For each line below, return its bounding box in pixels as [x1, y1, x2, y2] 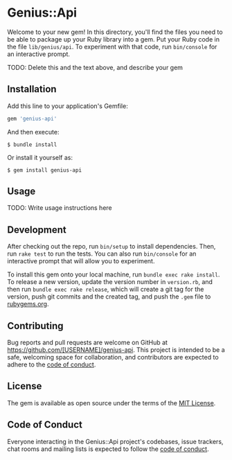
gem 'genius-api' [7, 115, 57, 122]
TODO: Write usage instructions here [7, 204, 112, 212]
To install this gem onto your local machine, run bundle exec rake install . [7, 270, 220, 278]
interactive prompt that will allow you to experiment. [7, 257, 155, 265]
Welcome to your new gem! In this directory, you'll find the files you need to [7, 28, 223, 36]
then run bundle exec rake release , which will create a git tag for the [7, 285, 204, 294]
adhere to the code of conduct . [7, 360, 96, 369]
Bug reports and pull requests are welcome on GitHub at [7, 338, 168, 347]
